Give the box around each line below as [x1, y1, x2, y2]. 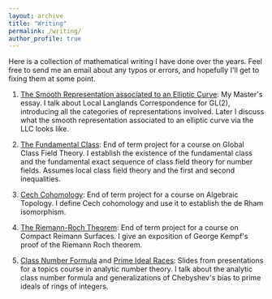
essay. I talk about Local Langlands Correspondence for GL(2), [19, 98, 231, 108]
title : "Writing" [8, 19, 67, 28]
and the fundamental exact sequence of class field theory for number [19, 157, 253, 167]
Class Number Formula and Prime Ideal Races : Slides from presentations [19, 256, 264, 266]
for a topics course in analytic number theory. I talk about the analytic [19, 264, 253, 274]
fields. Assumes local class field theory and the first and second [19, 165, 235, 175]
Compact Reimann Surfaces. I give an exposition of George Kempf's [19, 232, 248, 241]
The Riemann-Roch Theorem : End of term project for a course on [19, 223, 239, 233]
